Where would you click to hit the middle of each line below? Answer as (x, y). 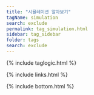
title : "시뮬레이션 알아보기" (39, 12)
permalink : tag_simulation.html (47, 29)
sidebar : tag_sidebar (34, 34)
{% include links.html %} (37, 74)
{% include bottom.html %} (40, 86)
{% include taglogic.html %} (42, 63)
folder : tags (23, 40)
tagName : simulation (32, 18)
